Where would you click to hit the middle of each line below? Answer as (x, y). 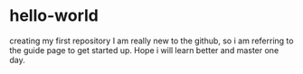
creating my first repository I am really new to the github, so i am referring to (151, 41)
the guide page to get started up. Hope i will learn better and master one (144, 50)
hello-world (54, 16)
